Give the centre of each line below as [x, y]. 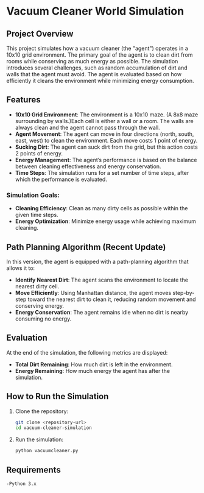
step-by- [184, 293]
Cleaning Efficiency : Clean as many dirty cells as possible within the [101, 208]
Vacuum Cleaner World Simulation [95, 11]
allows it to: [21, 268]
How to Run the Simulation [58, 396]
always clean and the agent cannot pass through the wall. [87, 127]
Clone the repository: [42, 411]
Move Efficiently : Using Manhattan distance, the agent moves [93, 293]
